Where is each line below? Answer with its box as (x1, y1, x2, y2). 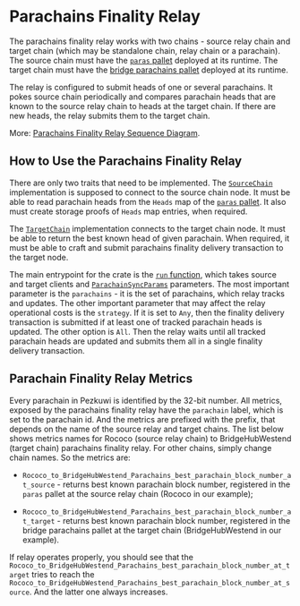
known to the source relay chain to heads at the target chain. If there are (9, 100, 276, 111)
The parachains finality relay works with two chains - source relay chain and (9, 36, 291, 47)
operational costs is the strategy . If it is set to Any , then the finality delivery (9, 307, 285, 318)
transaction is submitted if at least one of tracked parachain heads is (9, 316, 262, 328)
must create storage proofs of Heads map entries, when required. (9, 206, 248, 217)
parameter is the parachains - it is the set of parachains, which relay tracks (9, 288, 285, 299)
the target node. (9, 252, 69, 262)
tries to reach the (30, 568, 95, 579)
